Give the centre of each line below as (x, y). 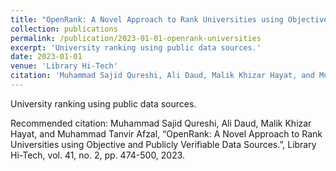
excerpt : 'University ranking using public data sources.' (136, 47)
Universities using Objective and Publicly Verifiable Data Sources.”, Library (163, 144)
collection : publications (64, 29)
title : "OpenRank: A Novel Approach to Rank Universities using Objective (169, 19)
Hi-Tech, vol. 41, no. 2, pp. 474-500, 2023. (98, 155)
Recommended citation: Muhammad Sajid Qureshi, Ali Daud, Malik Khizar (161, 123)
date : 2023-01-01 (46, 57)
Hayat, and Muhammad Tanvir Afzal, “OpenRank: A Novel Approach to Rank (166, 133)
